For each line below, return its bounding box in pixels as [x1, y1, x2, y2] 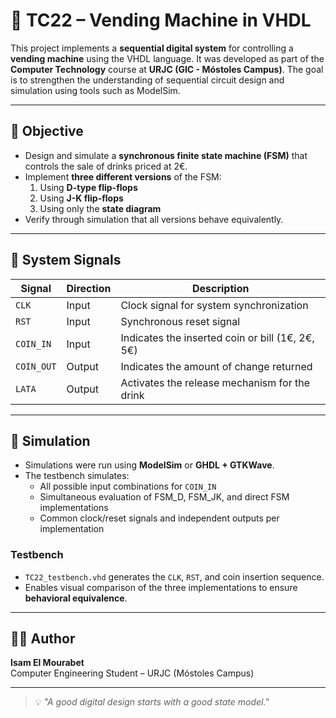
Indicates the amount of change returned [120, 359, 313, 373]
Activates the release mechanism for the [120, 375, 310, 389]
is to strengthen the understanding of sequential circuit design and [10, 74, 285, 86]
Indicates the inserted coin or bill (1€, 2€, [120, 330, 315, 344]
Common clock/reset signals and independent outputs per [39, 512, 280, 524]
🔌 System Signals [10, 252, 122, 269]
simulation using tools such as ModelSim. [10, 84, 181, 96]
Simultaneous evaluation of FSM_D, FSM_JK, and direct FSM [39, 491, 290, 503]
